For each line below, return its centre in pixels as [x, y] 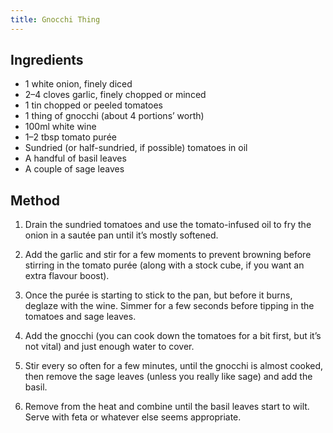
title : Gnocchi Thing [55, 19]
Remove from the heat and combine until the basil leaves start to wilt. [167, 407]
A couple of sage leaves [74, 169]
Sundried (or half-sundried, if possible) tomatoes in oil [136, 148]
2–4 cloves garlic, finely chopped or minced [115, 95]
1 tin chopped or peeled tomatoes [94, 105]
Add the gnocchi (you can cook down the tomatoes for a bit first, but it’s [173, 336]
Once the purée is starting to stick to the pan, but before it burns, [158, 295]
